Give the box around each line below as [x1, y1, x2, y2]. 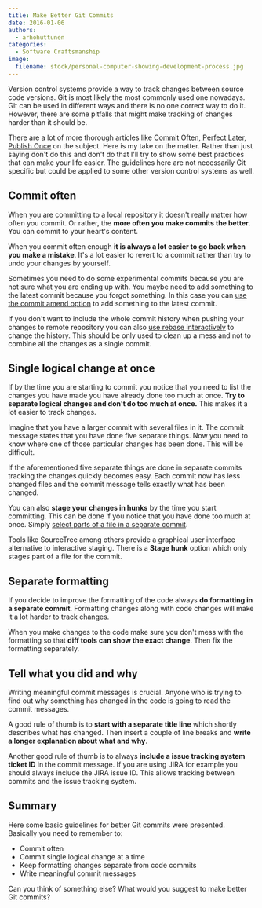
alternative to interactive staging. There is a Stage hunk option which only [8, 544, 248, 553]
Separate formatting [8, 574, 110, 588]
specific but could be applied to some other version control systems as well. [8, 166, 255, 175]
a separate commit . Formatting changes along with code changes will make [8, 604, 254, 613]
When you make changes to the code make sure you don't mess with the [8, 628, 244, 637]
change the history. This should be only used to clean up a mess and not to [8, 331, 251, 340]
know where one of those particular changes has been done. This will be [8, 439, 244, 449]
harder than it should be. [8, 117, 88, 126]
